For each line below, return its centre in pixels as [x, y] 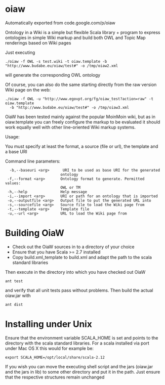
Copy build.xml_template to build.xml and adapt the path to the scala [82, 257]
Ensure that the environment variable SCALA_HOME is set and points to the [82, 338]
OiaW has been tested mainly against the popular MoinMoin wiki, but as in [80, 117]
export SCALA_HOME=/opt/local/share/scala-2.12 [55, 357]
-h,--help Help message [47, 192]
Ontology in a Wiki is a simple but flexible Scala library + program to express [83, 32]
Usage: [12, 136]
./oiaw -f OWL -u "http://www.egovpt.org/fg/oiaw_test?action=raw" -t [79, 99]
